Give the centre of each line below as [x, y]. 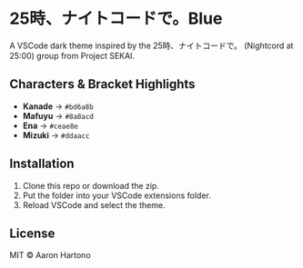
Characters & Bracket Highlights [102, 84]
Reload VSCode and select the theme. [94, 204]
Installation [42, 164]
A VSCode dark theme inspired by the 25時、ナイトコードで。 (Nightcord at [151, 45]
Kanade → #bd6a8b [58, 106]
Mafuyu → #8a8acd [58, 115]
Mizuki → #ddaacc [56, 135]
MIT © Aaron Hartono [50, 255]
